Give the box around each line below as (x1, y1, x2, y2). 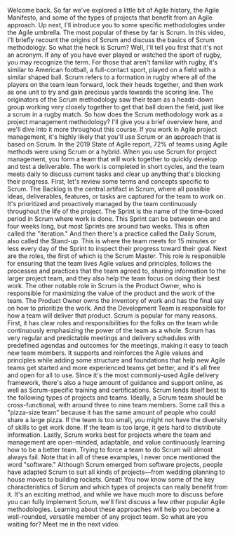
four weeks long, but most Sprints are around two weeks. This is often (7, 222, 210, 230)
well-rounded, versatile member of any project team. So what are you (7, 513, 208, 521)
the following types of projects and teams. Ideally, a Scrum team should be (7, 393, 224, 402)
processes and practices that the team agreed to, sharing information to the (7, 266, 227, 275)
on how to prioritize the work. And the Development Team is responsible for (7, 304, 226, 312)
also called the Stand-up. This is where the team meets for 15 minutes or (7, 237, 217, 245)
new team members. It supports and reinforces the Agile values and (7, 348, 203, 357)
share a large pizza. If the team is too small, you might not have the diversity (7, 416, 227, 424)
